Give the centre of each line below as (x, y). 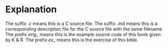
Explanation (31, 9)
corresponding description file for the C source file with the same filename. (84, 29)
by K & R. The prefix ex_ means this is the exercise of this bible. (72, 40)
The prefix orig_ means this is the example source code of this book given (83, 34)
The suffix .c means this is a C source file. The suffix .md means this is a (81, 23)
